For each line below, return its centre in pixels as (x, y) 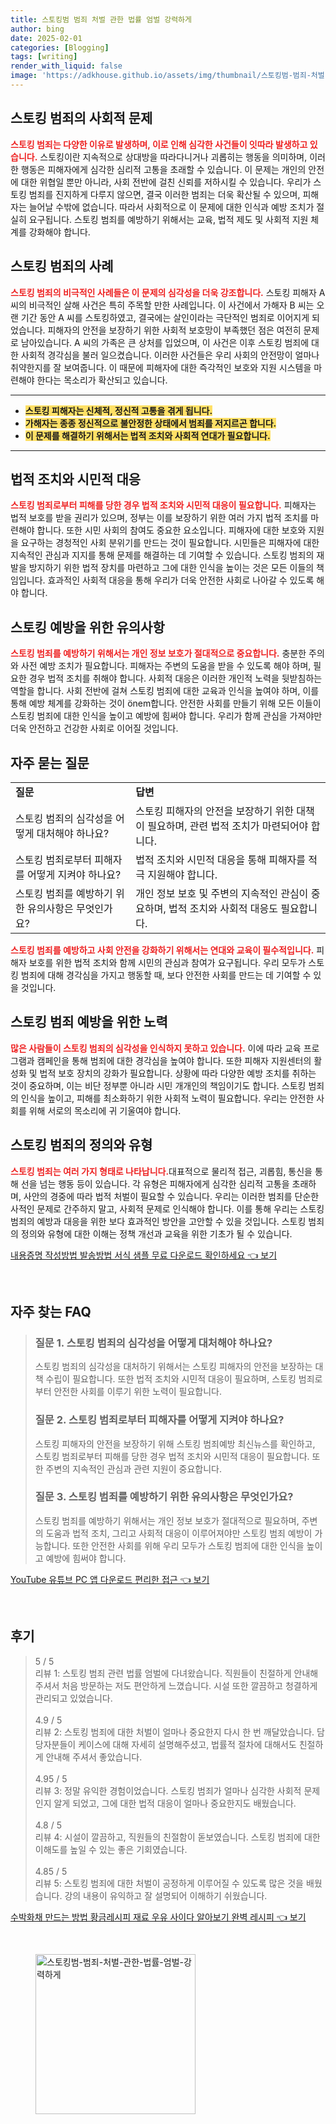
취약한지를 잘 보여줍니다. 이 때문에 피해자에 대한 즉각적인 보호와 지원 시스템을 (161, 367)
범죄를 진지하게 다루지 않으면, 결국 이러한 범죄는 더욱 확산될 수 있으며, (164, 194)
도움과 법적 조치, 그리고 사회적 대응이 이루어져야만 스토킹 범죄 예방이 (179, 1533)
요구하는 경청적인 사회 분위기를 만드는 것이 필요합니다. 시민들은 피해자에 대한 (170, 543)
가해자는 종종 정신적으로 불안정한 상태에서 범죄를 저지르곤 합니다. (150, 423)
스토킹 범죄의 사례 (62, 266)
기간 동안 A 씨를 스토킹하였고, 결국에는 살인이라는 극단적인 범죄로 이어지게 (165, 317)
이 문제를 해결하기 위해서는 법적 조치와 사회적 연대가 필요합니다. (147, 435)
